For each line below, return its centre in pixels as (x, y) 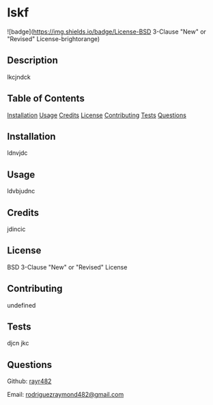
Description (32, 61)
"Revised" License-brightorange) (54, 38)
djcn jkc (18, 343)
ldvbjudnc (21, 191)
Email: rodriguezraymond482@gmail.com (66, 395)
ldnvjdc (17, 153)
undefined (22, 305)
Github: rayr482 (29, 381)
